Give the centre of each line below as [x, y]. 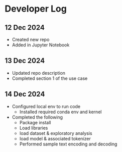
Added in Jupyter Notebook [41, 45]
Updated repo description [39, 73]
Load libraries [34, 128]
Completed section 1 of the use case [50, 78]
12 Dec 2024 [25, 28]
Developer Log [36, 9]
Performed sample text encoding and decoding [68, 144]
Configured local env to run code [46, 106]
